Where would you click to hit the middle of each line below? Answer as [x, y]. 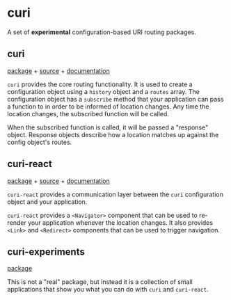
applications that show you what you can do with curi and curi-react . [108, 290]
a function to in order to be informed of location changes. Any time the [108, 106]
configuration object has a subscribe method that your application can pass [115, 99]
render [17, 222]
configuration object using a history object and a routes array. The [103, 91]
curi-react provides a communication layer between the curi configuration [115, 194]
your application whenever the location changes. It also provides [120, 222]
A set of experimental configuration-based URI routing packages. [102, 32]
